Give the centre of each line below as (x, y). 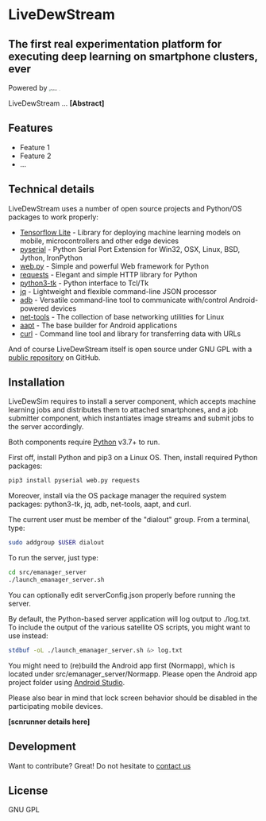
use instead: (29, 635)
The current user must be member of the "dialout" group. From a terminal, (129, 520)
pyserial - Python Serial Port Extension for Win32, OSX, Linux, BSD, (130, 249)
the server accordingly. (46, 427)
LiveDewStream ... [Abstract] (56, 103)
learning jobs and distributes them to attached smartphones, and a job (123, 410)
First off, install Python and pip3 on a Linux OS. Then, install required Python (133, 458)
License (28, 791)
